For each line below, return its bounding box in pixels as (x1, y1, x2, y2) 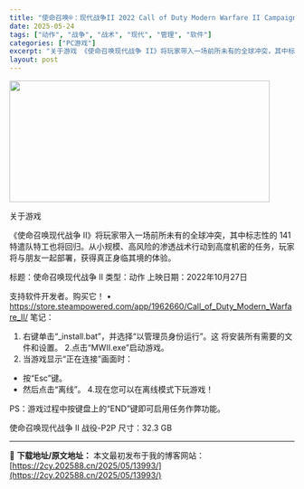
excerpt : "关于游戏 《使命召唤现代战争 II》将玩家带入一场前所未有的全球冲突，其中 (9, 47, 289, 56)
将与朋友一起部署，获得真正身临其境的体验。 (9, 252, 176, 263)
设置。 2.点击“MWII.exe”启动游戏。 (38, 343, 169, 353)
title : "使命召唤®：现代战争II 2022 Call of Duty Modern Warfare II (9, 13, 261, 23)
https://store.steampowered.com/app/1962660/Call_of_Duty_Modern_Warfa (9, 301, 292, 312)
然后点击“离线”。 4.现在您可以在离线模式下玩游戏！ (22, 384, 214, 394)
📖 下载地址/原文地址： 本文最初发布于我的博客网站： (9, 450, 205, 461)
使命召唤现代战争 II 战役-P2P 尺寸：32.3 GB (9, 422, 173, 433)
